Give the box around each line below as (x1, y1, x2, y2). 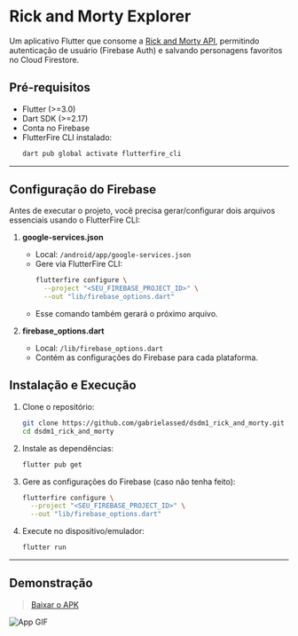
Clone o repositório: (21, 401, 95, 412)
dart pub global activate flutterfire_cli (21, 149, 182, 158)
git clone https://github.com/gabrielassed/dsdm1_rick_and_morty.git (21, 419, 286, 428)
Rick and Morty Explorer (9, 6, 192, 27)
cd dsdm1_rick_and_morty (21, 427, 114, 436)
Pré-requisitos (9, 80, 91, 95)
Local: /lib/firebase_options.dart (35, 343, 164, 354)
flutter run (21, 543, 67, 552)
